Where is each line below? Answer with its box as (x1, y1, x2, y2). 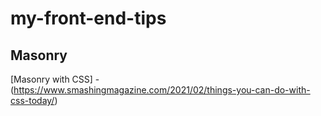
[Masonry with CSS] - (10, 73, 100, 85)
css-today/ (10, 95, 55, 106)
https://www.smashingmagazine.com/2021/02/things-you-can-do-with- (13, 84, 311, 96)
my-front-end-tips (10, 7, 167, 30)
